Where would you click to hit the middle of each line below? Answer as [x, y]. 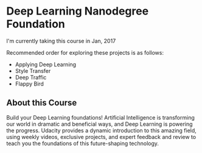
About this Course [42, 103]
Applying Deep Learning [46, 64]
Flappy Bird [30, 84]
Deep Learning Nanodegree [78, 11]
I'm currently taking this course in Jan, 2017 [61, 41]
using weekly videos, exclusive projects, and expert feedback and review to [101, 137]
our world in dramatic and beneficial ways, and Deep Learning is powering [99, 124]
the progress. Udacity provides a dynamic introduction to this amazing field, [101, 130]
